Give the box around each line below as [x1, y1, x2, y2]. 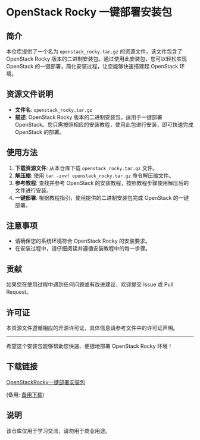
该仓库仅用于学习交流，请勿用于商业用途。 [6, 427, 111, 434]
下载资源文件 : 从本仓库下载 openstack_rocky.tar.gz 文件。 [14, 164, 158, 171]
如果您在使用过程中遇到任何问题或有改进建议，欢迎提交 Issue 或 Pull [6, 281, 174, 288]
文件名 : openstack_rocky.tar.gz [14, 106, 93, 113]
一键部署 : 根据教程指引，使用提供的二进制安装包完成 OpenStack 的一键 [14, 194, 189, 201]
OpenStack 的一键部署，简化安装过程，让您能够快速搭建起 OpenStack [6, 63, 179, 70]
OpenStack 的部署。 [14, 128, 65, 136]
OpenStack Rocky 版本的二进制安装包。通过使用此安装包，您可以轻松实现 [6, 55, 187, 62]
